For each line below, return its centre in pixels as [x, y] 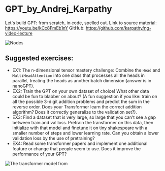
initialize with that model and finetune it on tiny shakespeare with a [80, 128]
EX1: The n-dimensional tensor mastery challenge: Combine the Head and [86, 70]
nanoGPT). [23, 86]
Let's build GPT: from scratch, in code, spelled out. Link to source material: [81, 23]
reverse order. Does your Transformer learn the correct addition [77, 106]
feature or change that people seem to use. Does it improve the [77, 148]
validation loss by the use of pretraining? [53, 138]
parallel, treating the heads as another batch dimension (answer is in [82, 80]
